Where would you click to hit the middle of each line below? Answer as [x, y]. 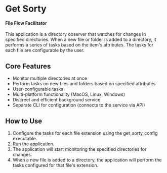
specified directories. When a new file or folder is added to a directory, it [81, 40]
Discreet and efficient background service [56, 100]
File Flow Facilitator [26, 23]
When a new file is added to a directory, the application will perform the [87, 160]
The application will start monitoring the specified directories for [79, 149]
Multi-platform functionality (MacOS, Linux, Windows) [69, 94]
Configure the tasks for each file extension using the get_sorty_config [85, 133]
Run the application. [33, 144]
